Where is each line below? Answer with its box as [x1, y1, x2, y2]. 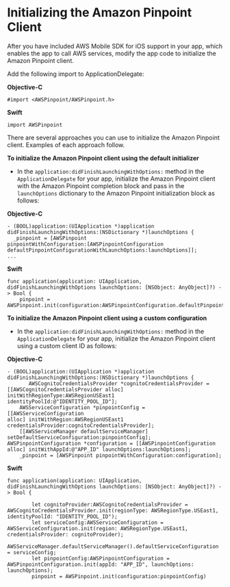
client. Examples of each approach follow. [7, 140, 125, 148]
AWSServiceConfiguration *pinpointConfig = [19, 404, 146, 411]
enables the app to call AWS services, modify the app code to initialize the [7, 49, 217, 57]
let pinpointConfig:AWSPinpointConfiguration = [31, 555, 170, 562]
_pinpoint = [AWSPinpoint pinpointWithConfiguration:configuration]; [19, 452, 222, 459]
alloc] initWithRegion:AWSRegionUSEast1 [7, 416, 125, 423]
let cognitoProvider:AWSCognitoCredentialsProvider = [31, 501, 188, 508]
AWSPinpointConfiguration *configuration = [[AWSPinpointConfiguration [7, 440, 216, 447]
